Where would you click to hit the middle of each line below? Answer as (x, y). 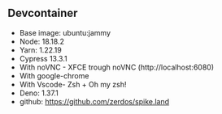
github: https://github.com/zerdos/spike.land (94, 101)
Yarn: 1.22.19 (40, 50)
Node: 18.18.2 (41, 41)
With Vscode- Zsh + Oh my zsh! (73, 84)
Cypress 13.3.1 (43, 58)
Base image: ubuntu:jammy (65, 32)
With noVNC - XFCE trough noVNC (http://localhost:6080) (117, 67)
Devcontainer (43, 13)
